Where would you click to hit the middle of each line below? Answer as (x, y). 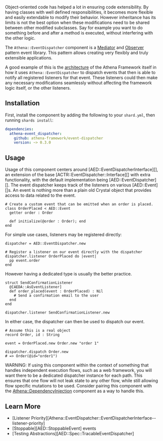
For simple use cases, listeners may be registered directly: (63, 235)
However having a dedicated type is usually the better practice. (69, 274)
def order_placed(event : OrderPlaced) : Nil (56, 292)
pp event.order (25, 261)
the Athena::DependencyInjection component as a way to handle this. (75, 391)
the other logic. (20, 38)
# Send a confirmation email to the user (56, 296)
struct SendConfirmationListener (39, 283)
